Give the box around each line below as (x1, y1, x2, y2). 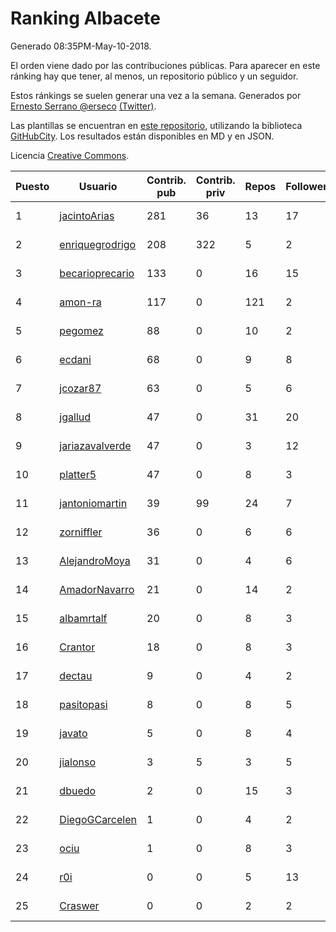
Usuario (78, 179, 118, 193)
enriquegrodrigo (59, 237, 137, 251)
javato (59, 726, 88, 740)
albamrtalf (59, 611, 108, 625)
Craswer (59, 898, 100, 912)
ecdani (59, 352, 92, 366)
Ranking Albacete (10, 7, 162, 30)
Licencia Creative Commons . (10, 149, 130, 161)
